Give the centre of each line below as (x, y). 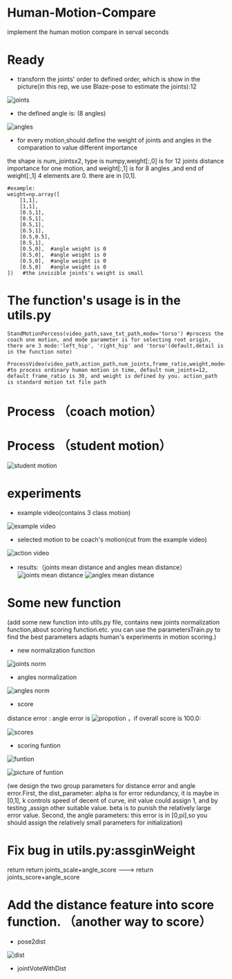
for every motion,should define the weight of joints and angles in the (114, 140)
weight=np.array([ (33, 194)
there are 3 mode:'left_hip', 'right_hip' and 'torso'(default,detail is (116, 345)
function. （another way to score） (109, 922)
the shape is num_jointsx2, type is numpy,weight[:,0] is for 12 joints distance (116, 161)
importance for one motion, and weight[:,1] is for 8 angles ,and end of (106, 168)
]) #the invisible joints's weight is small (75, 273)
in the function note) (40, 352)
